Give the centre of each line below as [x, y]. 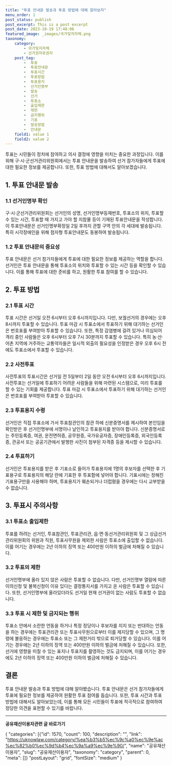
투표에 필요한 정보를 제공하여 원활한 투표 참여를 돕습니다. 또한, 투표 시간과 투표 [84, 695]
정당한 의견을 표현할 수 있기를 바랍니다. [44, 708]
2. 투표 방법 [23, 289]
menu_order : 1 [20, 15]
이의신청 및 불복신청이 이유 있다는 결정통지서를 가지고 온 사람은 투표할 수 [78, 586]
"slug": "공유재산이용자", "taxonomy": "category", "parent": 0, [86, 752]
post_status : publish [28, 20]
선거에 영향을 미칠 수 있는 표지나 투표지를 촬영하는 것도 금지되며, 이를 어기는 [81, 651]
